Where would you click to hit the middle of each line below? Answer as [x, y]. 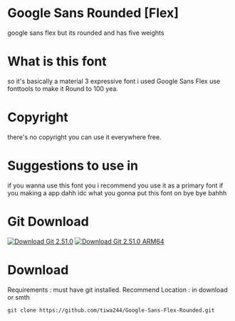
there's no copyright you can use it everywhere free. [84, 137]
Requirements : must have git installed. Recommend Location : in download [117, 290]
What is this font [57, 61]
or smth [19, 297]
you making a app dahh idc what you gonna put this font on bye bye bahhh [117, 192]
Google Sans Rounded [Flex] [93, 13]
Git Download [48, 221]
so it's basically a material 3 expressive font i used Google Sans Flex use [114, 81]
